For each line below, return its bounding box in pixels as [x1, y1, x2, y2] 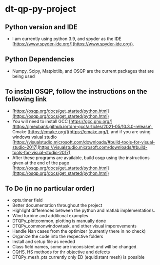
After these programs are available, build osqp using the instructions [12, 155, 150, 161]
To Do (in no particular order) [5, 184, 95, 193]
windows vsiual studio [12, 134, 57, 140]
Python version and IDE [5, 23, 78, 31]
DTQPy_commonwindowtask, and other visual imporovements [12, 223, 137, 229]
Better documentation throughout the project [12, 203, 102, 208]
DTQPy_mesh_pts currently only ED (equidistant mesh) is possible [12, 254, 145, 260]
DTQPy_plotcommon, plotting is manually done [12, 218, 106, 224]
